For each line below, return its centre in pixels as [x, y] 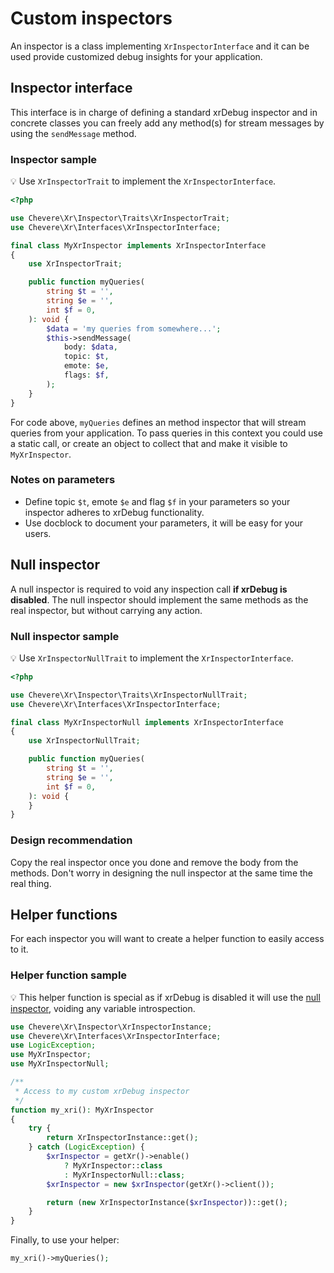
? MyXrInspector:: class [113, 1165]
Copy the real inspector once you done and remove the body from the [154, 862]
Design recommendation [71, 840]
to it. [19, 949]
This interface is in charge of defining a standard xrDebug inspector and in [164, 112]
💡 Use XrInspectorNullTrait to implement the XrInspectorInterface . [152, 658]
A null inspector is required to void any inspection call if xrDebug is [149, 589]
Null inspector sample [65, 636]
